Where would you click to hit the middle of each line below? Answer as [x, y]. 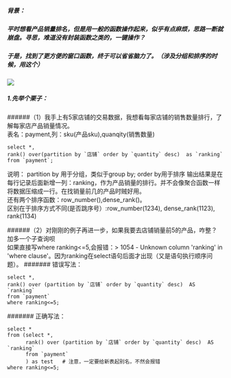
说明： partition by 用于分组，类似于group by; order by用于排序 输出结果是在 [115, 174]
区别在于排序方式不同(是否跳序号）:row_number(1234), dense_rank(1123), [111, 208]
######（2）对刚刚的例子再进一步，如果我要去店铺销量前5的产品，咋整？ [112, 230]
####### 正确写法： [37, 316]
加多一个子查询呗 [31, 238]
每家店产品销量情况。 [43, 125]
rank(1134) [22, 216]
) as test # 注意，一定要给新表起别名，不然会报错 [93, 362]
